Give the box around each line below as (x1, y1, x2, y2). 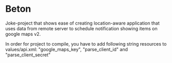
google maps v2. (5, 31, 41, 37)
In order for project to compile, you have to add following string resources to (5, 40, 167, 47)
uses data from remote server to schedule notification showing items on (5, 25, 158, 31)
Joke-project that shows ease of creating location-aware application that (5, 20, 160, 26)
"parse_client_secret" (5, 52, 51, 58)
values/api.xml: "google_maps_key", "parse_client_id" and (5, 46, 128, 52)
